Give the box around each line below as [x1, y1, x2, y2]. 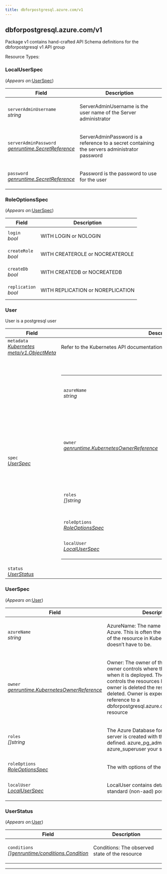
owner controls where [106, 665, 158, 672]
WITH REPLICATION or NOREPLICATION [40, 287, 135, 294]
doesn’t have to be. [106, 641, 152, 648]
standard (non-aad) [106, 787, 154, 794]
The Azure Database [106, 727, 155, 734]
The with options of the [106, 764, 162, 770]
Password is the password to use [79, 170, 157, 177]
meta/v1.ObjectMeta [7, 349, 56, 356]
